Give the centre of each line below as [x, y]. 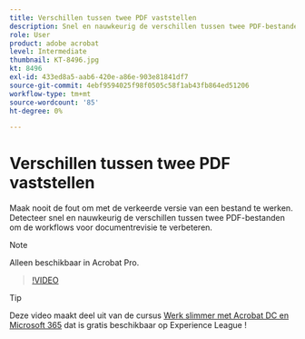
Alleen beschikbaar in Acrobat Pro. [74, 263]
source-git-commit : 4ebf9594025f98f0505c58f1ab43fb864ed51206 [129, 85]
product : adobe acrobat [54, 43]
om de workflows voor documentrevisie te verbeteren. [111, 227]
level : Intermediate [49, 52]
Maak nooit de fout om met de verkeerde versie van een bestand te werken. [151, 208]
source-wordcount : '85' [54, 102]
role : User [30, 35]
